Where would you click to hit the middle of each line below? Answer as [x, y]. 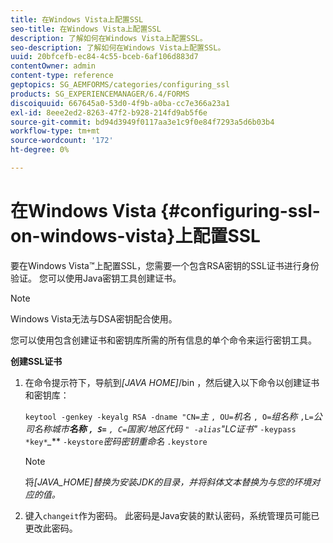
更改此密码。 [51, 528]
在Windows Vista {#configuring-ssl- [165, 211]
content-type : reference [62, 76]
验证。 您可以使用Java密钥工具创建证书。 [96, 278]
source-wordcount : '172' [62, 141]
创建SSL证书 [36, 361]
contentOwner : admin [53, 66]
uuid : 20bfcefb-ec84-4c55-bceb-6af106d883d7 [104, 57]
